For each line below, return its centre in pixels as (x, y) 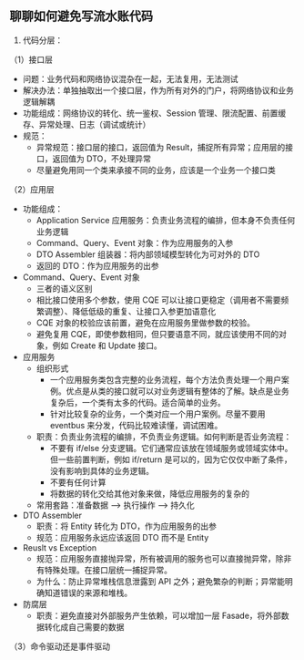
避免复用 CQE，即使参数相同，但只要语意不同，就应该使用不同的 (157, 334)
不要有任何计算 (78, 482)
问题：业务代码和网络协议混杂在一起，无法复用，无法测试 (130, 78)
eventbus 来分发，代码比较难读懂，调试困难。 (136, 425)
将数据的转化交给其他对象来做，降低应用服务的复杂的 (150, 493)
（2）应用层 (32, 189)
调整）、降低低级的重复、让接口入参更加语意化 (130, 311)
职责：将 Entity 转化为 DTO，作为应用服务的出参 (126, 526)
